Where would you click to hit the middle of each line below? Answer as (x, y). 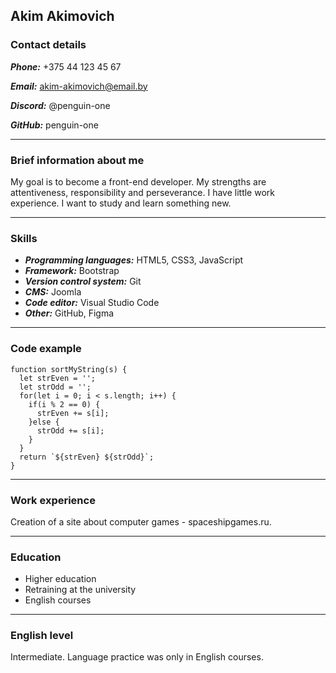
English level (42, 636)
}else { (44, 422)
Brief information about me (77, 160)
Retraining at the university (80, 590)
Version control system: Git (83, 281)
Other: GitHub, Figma (69, 313)
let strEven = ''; (58, 378)
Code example (46, 349)
